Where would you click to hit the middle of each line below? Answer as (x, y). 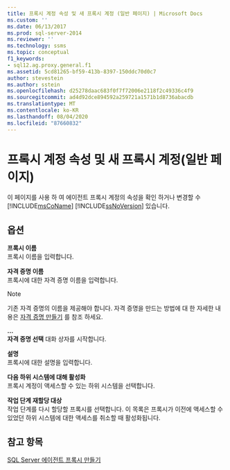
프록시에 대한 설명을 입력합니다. (50, 363)
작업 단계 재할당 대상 (35, 401)
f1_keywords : (26, 59)
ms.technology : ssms (37, 46)
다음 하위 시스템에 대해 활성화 (46, 377)
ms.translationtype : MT (42, 104)
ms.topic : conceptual (38, 53)
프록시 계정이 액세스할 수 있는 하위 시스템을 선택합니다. (81, 386)
